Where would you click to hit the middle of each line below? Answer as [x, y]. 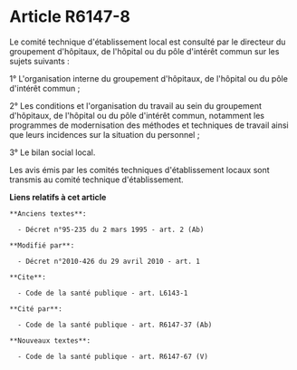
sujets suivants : [39, 61]
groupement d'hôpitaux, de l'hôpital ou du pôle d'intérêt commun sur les [144, 51]
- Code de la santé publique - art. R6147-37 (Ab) [115, 325]
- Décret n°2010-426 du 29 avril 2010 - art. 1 [109, 261]
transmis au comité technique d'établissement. [96, 180]
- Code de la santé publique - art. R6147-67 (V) [113, 356]
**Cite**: [28, 277]
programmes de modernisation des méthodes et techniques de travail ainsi [149, 125]
